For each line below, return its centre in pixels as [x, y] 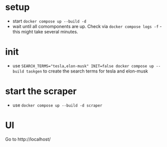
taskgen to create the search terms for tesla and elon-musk [87, 71]
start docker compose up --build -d [49, 21]
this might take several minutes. [45, 31]
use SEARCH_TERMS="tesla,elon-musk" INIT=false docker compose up [83, 65]
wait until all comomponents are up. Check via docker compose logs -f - [87, 26]
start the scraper [41, 91]
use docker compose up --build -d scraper [57, 105]
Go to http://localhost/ [28, 139]
